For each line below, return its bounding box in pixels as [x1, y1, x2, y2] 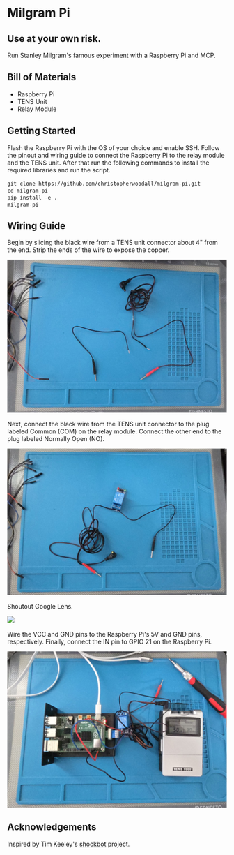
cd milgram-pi [7, 187, 49, 194]
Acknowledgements [7, 821, 97, 833]
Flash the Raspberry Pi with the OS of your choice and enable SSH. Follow [7, 143, 220, 151]
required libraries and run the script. [7, 165, 111, 174]
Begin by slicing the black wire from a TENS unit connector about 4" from [7, 239, 218, 247]
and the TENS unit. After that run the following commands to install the [7, 158, 210, 167]
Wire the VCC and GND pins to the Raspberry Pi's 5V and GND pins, [7, 630, 203, 638]
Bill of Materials [7, 71, 77, 83]
